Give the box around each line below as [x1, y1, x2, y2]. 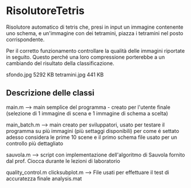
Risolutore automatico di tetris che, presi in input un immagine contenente [6, 23, 184, 30]
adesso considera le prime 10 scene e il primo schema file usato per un [6, 134, 178, 141]
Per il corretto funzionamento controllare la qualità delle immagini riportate [6, 47, 185, 54]
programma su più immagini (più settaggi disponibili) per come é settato [6, 127, 179, 134]
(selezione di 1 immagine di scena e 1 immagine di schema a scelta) [6, 110, 168, 117]
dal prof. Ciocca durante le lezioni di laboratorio [6, 157, 121, 165]
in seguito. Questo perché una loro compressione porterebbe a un [6, 53, 165, 60]
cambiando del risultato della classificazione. [6, 60, 114, 67]
